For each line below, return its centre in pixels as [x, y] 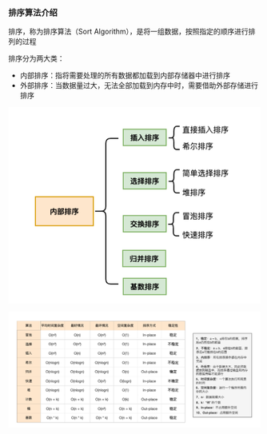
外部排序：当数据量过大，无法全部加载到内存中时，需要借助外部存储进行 [139, 86]
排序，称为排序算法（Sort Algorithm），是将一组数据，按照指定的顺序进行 [129, 32]
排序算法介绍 [33, 12]
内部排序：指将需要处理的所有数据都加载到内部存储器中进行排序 [125, 76]
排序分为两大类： [36, 58]
